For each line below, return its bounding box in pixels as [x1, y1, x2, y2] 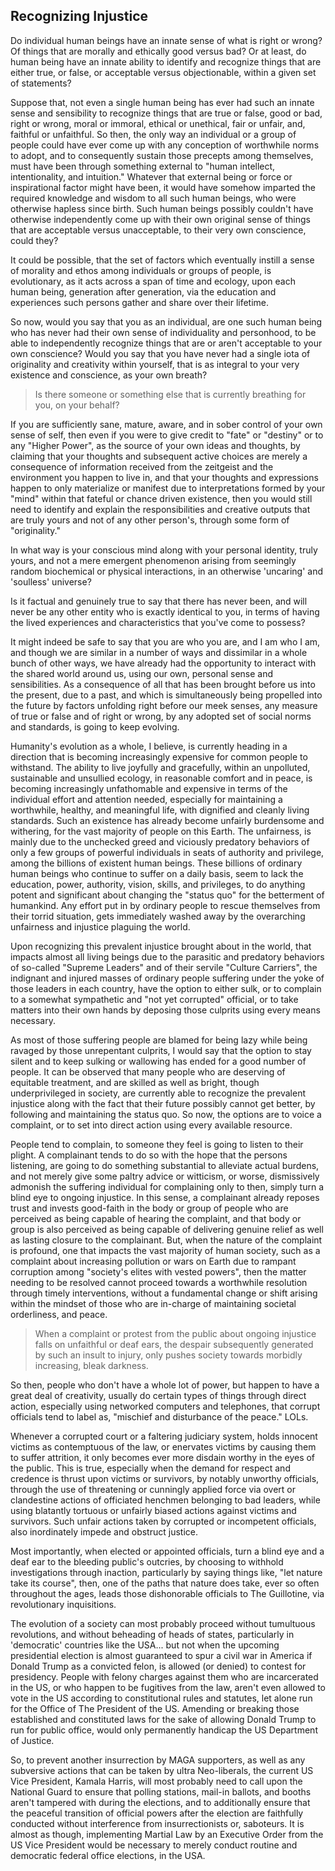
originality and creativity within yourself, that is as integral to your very [10, 358, 300, 370]
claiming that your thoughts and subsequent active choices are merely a [10, 450, 308, 462]
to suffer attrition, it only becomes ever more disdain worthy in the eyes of [10, 1451, 316, 1463]
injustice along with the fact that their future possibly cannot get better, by [10, 1097, 316, 1109]
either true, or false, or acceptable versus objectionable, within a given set [10, 66, 317, 78]
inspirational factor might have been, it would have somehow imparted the [10, 181, 316, 193]
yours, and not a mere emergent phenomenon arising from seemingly [10, 554, 297, 566]
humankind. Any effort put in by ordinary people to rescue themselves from [10, 899, 321, 911]
